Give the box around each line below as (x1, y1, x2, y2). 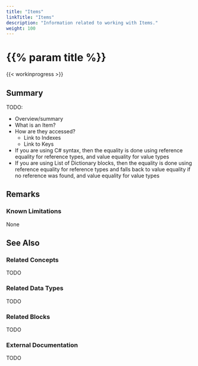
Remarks (6, 189, 40, 199)
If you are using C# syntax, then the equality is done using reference (14, 147, 183, 154)
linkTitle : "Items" (6, 14, 55, 20)
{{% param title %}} (6, 51, 106, 64)
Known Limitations (6, 207, 62, 215)
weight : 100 (6, 25, 36, 32)
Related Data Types (6, 284, 64, 292)
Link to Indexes (23, 134, 61, 141)
